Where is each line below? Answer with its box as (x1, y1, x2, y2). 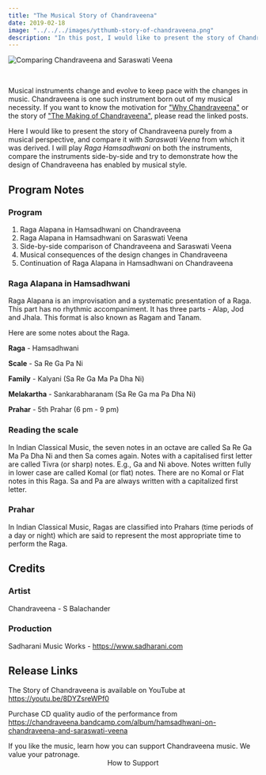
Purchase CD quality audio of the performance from (8, 709, 178, 718)
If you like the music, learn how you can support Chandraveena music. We (8, 741, 251, 750)
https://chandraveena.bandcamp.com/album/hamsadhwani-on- (8, 717, 216, 727)
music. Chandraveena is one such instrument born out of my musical (8, 94, 234, 104)
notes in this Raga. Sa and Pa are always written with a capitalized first (8, 476, 239, 486)
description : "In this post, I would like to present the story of (8, 33, 236, 42)
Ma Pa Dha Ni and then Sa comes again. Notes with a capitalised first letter (8, 451, 253, 460)
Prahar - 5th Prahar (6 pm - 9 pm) (8, 405, 120, 414)
